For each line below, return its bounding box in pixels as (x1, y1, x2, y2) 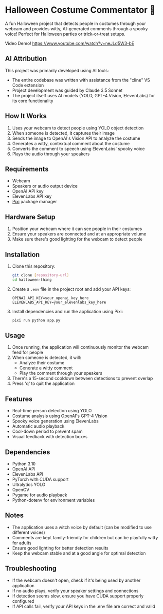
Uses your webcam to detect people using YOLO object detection (12, 125, 144, 131)
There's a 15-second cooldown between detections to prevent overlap (12, 376, 153, 381)
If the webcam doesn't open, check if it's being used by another (12, 577, 141, 583)
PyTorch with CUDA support (12, 476, 69, 483)
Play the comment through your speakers (19, 370, 103, 376)
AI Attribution (5, 55, 47, 63)
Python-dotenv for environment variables (12, 497, 95, 503)
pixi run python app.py (12, 318, 61, 323)
